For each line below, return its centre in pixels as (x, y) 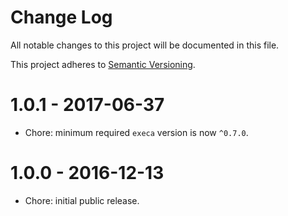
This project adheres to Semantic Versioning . (103, 64)
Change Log (61, 17)
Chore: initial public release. (82, 200)
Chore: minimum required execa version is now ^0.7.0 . (136, 132)
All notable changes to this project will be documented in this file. (145, 45)
